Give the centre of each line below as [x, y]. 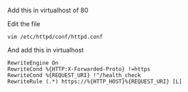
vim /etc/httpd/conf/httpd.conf [55, 37]
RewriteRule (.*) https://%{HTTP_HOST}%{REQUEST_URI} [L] [95, 81]
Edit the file [24, 24]
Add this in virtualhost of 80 [48, 10]
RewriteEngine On [33, 63]
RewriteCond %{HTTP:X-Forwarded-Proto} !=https [79, 69]
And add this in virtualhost [46, 50]
